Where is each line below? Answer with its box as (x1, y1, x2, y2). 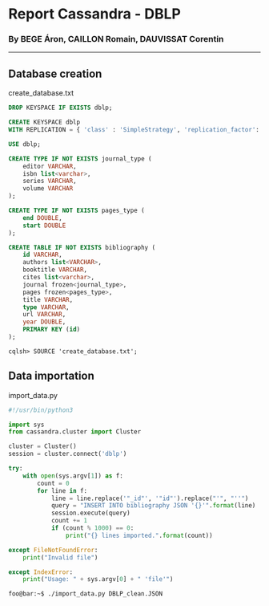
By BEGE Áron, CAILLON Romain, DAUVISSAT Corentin (8, 34, 224, 45)
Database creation (8, 67, 102, 80)
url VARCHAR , (22, 311, 66, 319)
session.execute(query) (50, 509, 130, 518)
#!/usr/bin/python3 (8, 406, 74, 414)
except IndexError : (8, 567, 74, 576)
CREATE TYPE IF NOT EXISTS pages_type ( (8, 206, 146, 215)
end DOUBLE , (22, 214, 62, 222)
